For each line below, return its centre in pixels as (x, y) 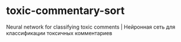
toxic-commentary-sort (65, 11)
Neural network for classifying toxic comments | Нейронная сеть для (91, 27)
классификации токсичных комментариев (59, 33)
